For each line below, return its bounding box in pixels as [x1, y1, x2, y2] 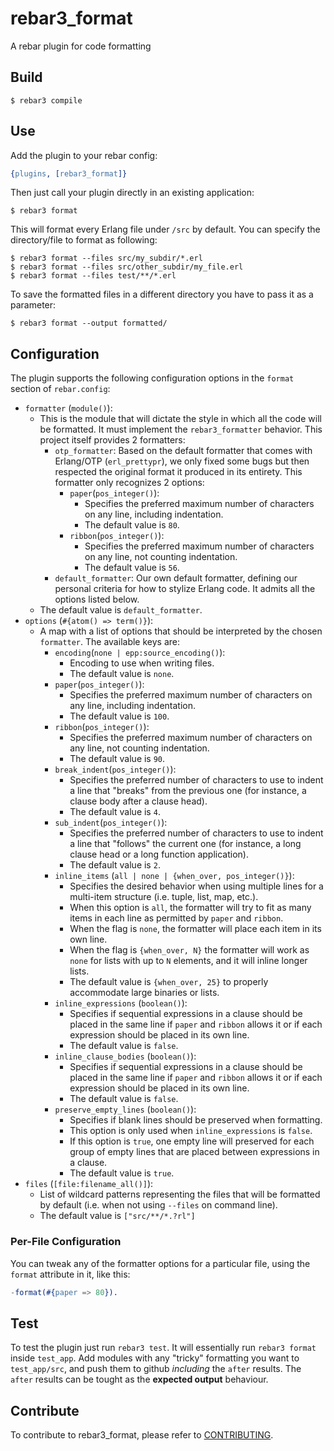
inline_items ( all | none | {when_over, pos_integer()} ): [54, 870, 295, 882]
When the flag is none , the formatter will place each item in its [69, 923, 322, 935]
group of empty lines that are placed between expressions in [69, 1146, 320, 1158]
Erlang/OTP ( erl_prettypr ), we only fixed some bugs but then [54, 455, 310, 467]
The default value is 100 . [69, 710, 170, 722]
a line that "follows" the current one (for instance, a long [69, 838, 302, 850]
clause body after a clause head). [69, 795, 208, 807]
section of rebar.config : [10, 383, 111, 395]
